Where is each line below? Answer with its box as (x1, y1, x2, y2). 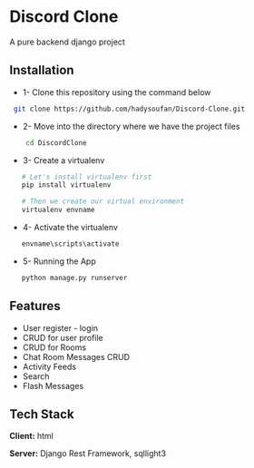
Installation (9, 63, 74, 78)
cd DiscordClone (25, 138, 88, 147)
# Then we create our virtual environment (21, 197, 184, 206)
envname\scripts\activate (21, 239, 120, 249)
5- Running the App (22, 256, 97, 267)
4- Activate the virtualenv (22, 222, 118, 232)
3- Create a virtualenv (22, 154, 105, 165)
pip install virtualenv (21, 180, 112, 190)
